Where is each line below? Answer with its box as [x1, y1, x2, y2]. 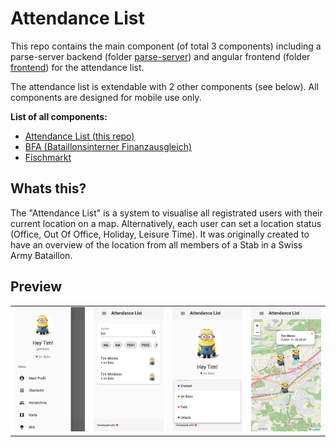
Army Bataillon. [10, 249, 73, 261]
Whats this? [10, 180, 87, 197]
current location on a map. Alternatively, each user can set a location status [10, 217, 322, 229]
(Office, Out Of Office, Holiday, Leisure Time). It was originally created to [10, 228, 310, 240]
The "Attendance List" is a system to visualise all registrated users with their [10, 207, 323, 219]
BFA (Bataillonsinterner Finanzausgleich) [24, 140, 193, 152]
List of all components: [10, 110, 108, 122]
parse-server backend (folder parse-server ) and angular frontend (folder [10, 50, 311, 62]
